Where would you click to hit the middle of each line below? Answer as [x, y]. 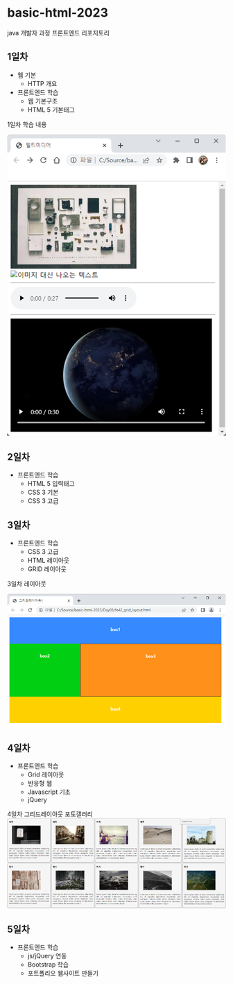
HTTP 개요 [42, 83]
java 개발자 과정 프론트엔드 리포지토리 [58, 33]
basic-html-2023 [58, 13]
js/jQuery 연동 [47, 956]
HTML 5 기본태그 [51, 110]
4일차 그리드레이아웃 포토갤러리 [50, 814]
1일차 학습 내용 [27, 124]
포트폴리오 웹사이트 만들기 [63, 974]
